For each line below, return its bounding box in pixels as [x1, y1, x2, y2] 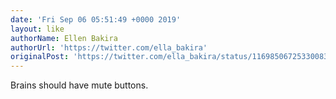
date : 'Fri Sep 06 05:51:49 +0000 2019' [10, 14, 182, 25]
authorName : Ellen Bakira [10, 33, 118, 43]
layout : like [10, 24, 65, 34]
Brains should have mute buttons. [10, 79, 149, 91]
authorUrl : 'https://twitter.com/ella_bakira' [10, 42, 208, 53]
